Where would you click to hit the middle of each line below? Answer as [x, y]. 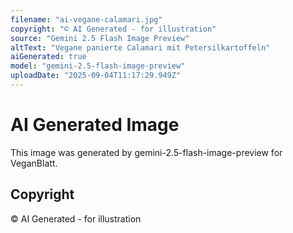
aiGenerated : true [48, 57]
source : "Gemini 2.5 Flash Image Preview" [100, 38]
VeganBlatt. [34, 163]
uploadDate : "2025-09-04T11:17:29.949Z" [96, 76]
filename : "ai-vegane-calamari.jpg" [86, 19]
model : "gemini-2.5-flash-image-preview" [98, 66]
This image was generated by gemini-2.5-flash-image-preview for [146, 152]
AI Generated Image [95, 125]
